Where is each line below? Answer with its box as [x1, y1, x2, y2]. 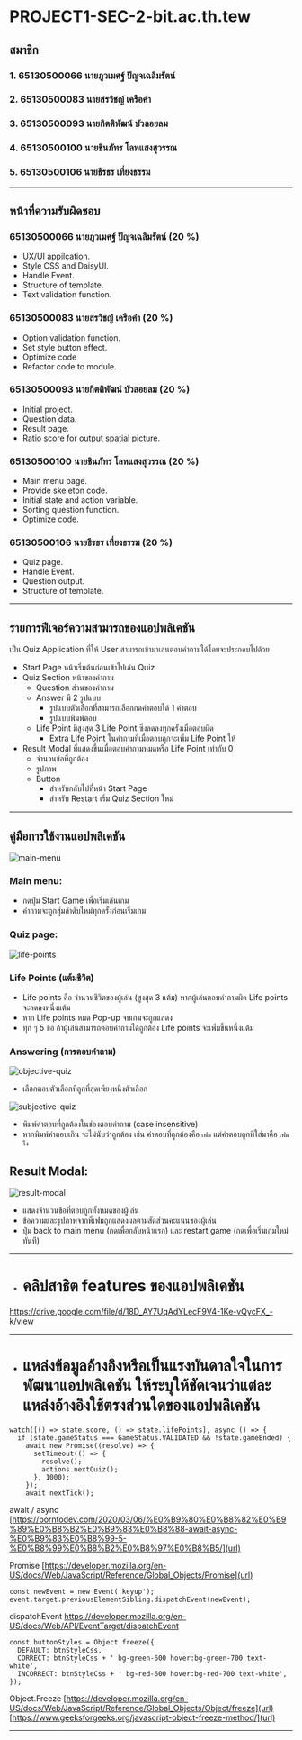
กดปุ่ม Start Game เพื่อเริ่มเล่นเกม [22, 895, 129, 906]
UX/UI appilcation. [22, 251, 91, 262]
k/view [9, 1316, 34, 1326]
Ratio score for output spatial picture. [22, 433, 160, 443]
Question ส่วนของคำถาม [35, 682, 114, 693]
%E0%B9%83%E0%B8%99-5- [9, 1533, 128, 1544]
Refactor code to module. [22, 360, 117, 371]
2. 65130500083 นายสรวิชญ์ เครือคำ [9, 93, 151, 105]
